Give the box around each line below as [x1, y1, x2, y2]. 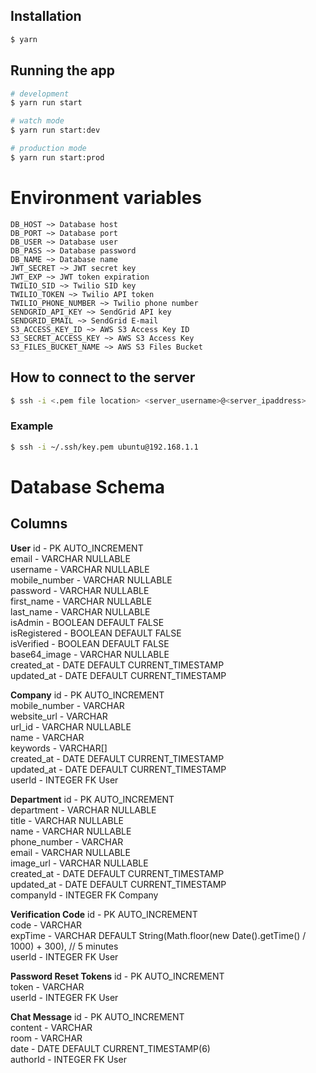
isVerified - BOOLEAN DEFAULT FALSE [10, 637, 170, 649]
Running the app [10, 62, 115, 79]
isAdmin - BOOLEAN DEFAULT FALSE [10, 616, 165, 628]
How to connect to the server [10, 369, 196, 386]
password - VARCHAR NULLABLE [10, 584, 150, 596]
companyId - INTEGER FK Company [10, 889, 159, 901]
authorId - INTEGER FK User [10, 1053, 127, 1065]
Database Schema [10, 475, 166, 498]
